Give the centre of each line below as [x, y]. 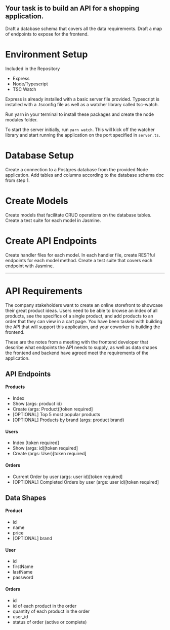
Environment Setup [47, 54]
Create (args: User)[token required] [50, 454]
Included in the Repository [33, 69]
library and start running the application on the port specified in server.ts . [83, 135]
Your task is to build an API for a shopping [72, 8]
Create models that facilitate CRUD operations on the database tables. [78, 215]
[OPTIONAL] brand [32, 539]
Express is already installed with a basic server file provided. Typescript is [82, 99]
